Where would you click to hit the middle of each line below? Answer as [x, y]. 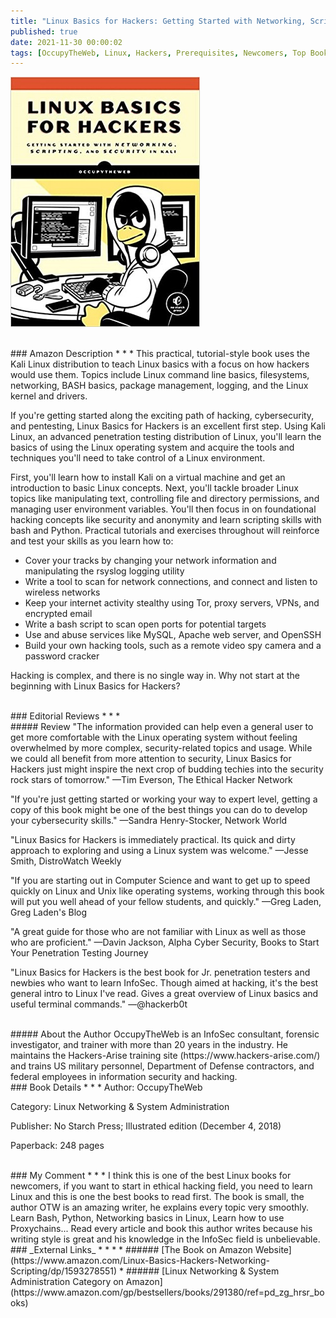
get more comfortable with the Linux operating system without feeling [154, 737]
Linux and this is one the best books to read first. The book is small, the [157, 1197]
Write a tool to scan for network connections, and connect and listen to [171, 582]
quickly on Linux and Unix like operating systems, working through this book [167, 891]
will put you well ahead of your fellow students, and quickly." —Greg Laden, [166, 902]
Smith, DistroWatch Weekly [66, 861]
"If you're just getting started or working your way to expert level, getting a [164, 799]
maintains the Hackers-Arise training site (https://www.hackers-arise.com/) [165, 1056]
